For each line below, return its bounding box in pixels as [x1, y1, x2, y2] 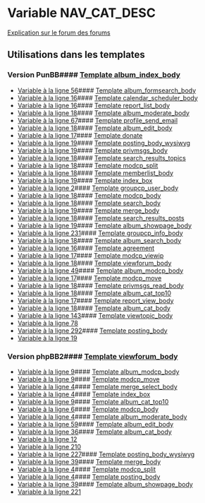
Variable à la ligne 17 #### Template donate [17, 131, 143, 139]
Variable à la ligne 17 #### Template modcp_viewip [17, 251, 164, 259]
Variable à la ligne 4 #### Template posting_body [17, 472, 161, 481]
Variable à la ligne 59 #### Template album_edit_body [17, 420, 174, 428]
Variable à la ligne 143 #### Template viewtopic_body [17, 311, 173, 319]
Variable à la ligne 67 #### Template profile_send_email [17, 116, 178, 124]
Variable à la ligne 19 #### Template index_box [17, 176, 153, 184]
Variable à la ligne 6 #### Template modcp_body [17, 405, 159, 413]
